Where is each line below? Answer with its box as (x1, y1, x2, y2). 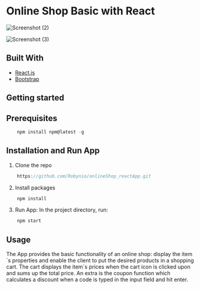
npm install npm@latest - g (17, 129, 84, 135)
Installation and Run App (6, 146, 100, 156)
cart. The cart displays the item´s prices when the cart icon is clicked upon (6, 263, 190, 270)
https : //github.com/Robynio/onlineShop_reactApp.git (17, 173, 151, 179)
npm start (17, 218, 42, 224)
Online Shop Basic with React (6, 4, 156, 18)
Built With (6, 53, 44, 64)
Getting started (6, 93, 65, 103)
